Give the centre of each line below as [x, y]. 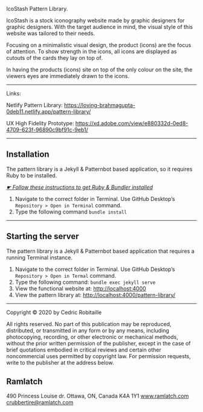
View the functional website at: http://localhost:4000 [80, 288]
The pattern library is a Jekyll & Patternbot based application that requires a [100, 251]
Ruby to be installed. [32, 175]
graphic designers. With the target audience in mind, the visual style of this [100, 27]
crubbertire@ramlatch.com [40, 402]
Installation [28, 155]
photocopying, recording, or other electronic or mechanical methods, [92, 337]
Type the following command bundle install [71, 212]
